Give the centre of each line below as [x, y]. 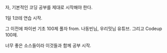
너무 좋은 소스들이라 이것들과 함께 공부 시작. [48, 45]
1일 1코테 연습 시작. [24, 18]
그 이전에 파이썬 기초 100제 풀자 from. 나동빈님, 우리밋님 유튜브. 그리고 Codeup [84, 28]
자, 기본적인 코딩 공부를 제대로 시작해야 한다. [49, 7]
